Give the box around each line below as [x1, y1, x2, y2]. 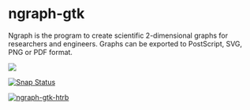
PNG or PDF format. [8, 47, 73, 57]
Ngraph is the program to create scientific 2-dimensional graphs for [8, 31, 229, 40]
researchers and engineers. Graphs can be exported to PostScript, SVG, [8, 38, 243, 48]
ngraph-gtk [8, 5, 85, 23]
